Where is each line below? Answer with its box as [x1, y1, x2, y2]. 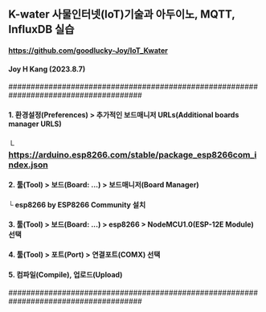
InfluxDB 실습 [8, 23, 75, 36]
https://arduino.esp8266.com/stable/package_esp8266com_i [8, 149, 257, 160]
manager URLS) [8, 119, 62, 129]
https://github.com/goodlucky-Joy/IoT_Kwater [8, 45, 169, 55]
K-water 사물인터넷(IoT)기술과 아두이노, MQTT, [8, 7, 235, 22]
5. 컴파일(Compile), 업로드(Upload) [8, 269, 123, 279]
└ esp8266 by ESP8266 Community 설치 [8, 199, 146, 209]
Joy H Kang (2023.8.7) [8, 64, 86, 74]
